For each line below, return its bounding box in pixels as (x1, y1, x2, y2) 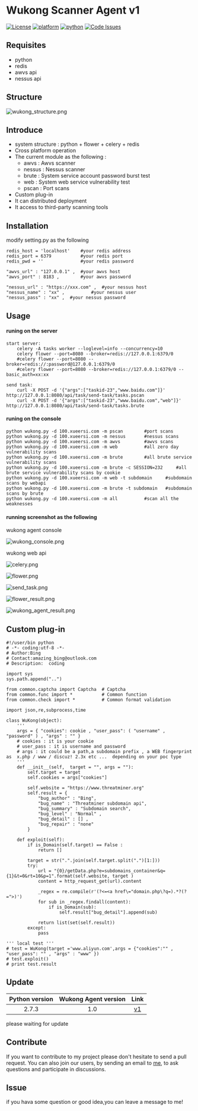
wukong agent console (6, 527, 62, 534)
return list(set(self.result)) (37, 920, 116, 926)
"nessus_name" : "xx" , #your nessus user (6, 290, 136, 296)
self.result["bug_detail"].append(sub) (59, 910, 158, 915)
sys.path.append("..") (6, 676, 62, 682)
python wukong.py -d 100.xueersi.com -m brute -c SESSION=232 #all (6, 465, 187, 470)
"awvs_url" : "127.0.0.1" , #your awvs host (6, 269, 120, 275)
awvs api (14, 69, 37, 76)
